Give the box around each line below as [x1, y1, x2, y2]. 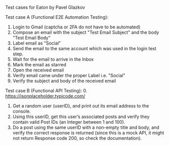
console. [12, 108, 31, 114]
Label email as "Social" [12, 40, 61, 46]
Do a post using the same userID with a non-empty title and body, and [12, 124, 160, 130]
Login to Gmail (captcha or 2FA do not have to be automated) [12, 24, 141, 30]
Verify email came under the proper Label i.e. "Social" [12, 72, 125, 78]
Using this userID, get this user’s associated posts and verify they [12, 114, 150, 120]
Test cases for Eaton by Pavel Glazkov [5, 5, 85, 10]
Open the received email [12, 67, 64, 73]
